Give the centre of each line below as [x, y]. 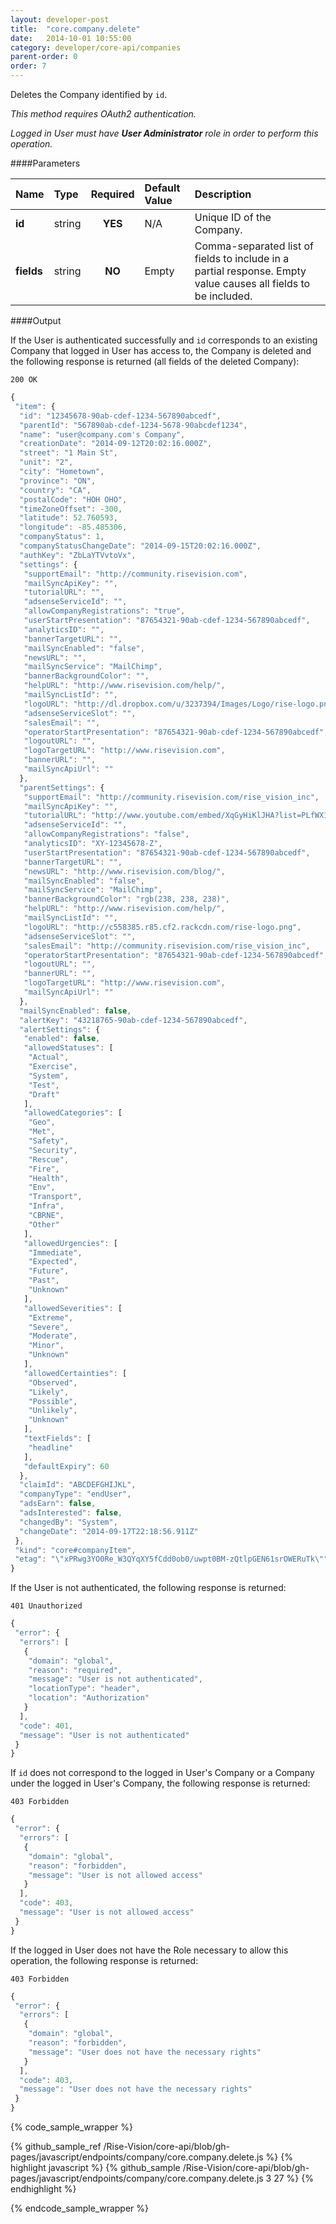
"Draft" [44, 1094]
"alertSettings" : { [60, 1029]
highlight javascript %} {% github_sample [95, 2167]
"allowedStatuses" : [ [68, 1048]
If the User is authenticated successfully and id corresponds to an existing [164, 340]
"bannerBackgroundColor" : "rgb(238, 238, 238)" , [126, 899]
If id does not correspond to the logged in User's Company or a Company [162, 1773]
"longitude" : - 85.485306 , [73, 527]
